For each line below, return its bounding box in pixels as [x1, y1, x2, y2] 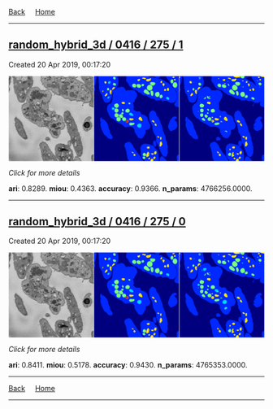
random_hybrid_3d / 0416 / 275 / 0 [8, 215, 186, 228]
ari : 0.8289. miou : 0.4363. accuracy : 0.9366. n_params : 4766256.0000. [8, 183, 253, 194]
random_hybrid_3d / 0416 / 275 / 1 [8, 38, 184, 52]
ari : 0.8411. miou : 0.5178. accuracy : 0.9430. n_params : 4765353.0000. [8, 360, 248, 370]
